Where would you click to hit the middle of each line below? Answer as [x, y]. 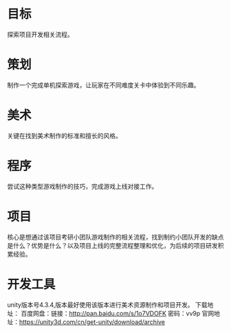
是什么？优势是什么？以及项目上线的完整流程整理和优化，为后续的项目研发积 [115, 245]
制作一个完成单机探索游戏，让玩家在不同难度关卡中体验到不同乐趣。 [103, 85]
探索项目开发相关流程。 [40, 34]
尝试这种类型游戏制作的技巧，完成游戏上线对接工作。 [82, 186]
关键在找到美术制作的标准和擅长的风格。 [64, 135]
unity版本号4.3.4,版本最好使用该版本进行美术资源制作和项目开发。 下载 [107, 305]
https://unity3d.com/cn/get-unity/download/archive [92, 322]
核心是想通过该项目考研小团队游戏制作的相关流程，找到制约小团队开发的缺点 [115, 237]
